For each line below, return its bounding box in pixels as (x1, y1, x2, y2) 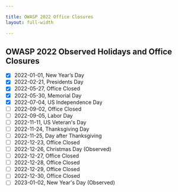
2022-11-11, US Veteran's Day (14, 118, 87, 125)
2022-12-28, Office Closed (14, 159, 80, 166)
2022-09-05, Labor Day (14, 112, 73, 119)
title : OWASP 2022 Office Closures (5, 14, 94, 20)
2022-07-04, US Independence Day (14, 99, 103, 106)
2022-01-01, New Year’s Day (14, 72, 84, 79)
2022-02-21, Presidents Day (14, 78, 84, 86)
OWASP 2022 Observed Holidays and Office (5, 46, 173, 56)
